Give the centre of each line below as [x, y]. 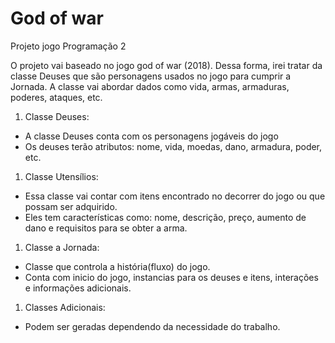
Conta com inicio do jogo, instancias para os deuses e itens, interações [171, 277]
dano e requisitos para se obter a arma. [106, 228]
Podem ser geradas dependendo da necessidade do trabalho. [152, 326]
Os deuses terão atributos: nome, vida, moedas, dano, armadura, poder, [173, 146]
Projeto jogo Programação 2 [68, 46]
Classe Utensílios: [61, 176]
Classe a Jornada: [62, 247]
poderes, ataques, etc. [56, 97]
